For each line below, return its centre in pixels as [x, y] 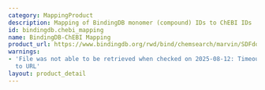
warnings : [24, 52]
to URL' [28, 67]
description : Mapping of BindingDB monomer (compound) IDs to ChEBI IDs [130, 23]
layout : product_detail [47, 74]
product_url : [30, 45]
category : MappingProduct [50, 15]
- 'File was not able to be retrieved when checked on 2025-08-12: [121, 59]
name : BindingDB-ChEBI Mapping [60, 37]
